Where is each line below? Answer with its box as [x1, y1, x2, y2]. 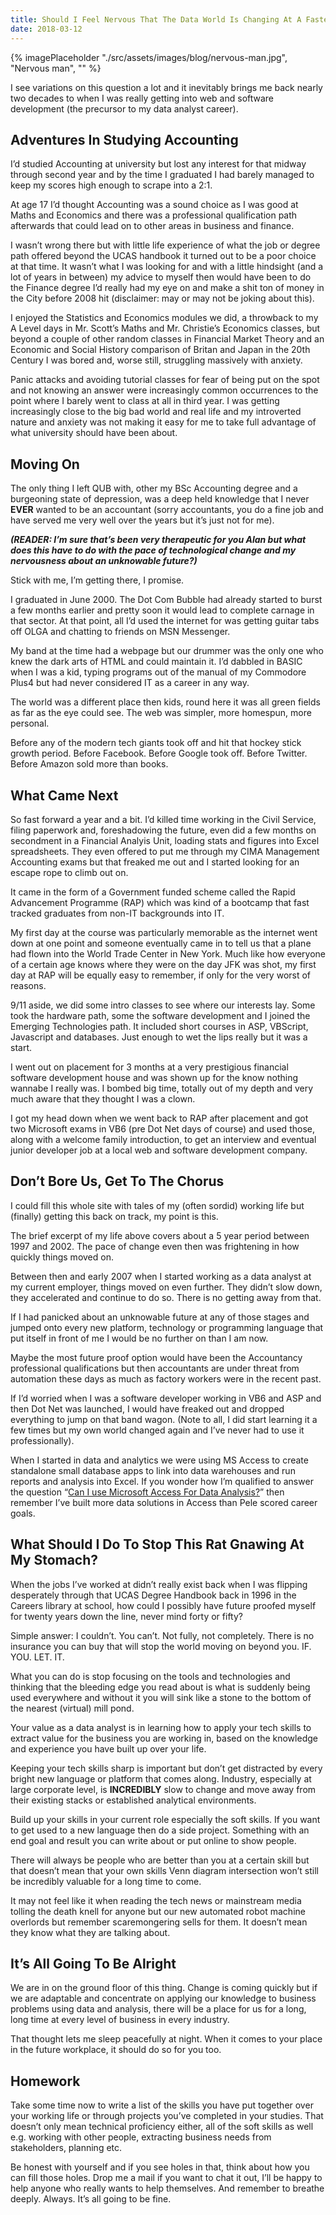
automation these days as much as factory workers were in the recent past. [10, 1372, 322, 1385]
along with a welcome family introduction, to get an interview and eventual [10, 1133, 317, 1145]
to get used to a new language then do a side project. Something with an [10, 1824, 310, 1836]
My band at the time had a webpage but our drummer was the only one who [10, 645, 324, 657]
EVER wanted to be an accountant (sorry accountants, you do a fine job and [10, 504, 324, 516]
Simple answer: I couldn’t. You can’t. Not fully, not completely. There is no [10, 1629, 315, 1641]
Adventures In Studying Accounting [10, 131, 239, 148]
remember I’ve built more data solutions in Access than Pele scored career [10, 1496, 318, 1508]
